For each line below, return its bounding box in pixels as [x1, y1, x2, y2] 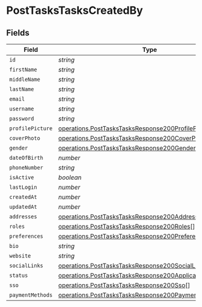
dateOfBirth [9, 154, 44, 161]
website [9, 253, 31, 259]
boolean [58, 173, 82, 182]
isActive [9, 174, 34, 181]
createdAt [9, 194, 37, 200]
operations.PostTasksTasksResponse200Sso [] [58, 281, 191, 290]
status [9, 272, 28, 279]
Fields [6, 28, 30, 38]
